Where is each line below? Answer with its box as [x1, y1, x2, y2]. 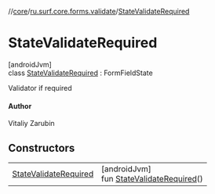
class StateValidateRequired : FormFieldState [8, 68, 153, 77]
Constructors [8, 141, 75, 155]
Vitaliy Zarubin [8, 119, 55, 128]
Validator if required [8, 83, 72, 92]
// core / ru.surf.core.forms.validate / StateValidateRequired [8, 7, 190, 16]
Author [8, 101, 32, 110]
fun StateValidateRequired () [100, 173, 204, 184]
